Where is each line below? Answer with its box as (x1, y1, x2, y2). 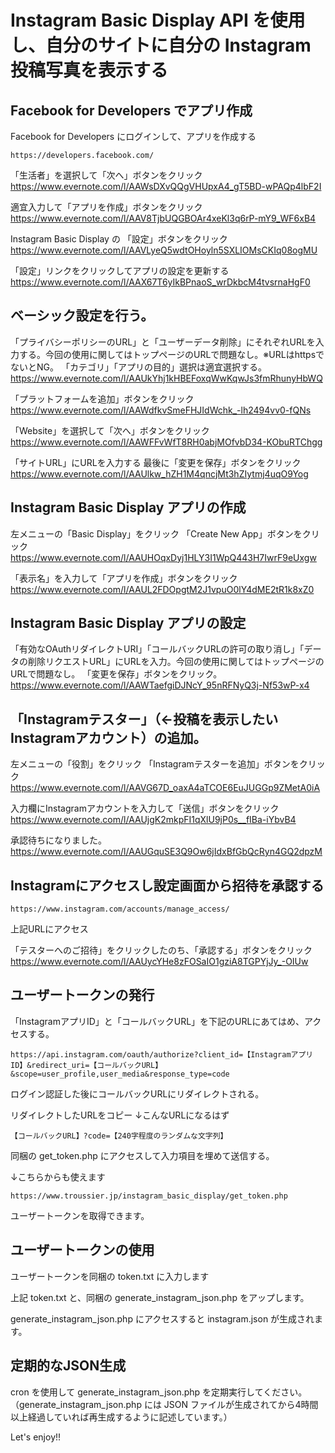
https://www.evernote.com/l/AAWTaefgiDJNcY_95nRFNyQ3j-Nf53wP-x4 (10, 679, 310, 691)
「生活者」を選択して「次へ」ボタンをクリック (10, 169, 203, 181)
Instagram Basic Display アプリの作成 (10, 499, 247, 516)
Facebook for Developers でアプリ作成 (10, 102, 253, 119)
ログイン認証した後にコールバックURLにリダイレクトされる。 (10, 1087, 265, 1100)
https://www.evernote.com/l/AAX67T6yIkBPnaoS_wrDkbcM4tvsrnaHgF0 (10, 276, 311, 288)
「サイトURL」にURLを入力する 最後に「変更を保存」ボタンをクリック (10, 456, 302, 468)
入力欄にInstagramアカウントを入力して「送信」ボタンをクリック (10, 802, 280, 815)
